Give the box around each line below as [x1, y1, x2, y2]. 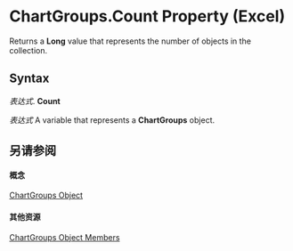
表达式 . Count [9, 95, 61, 106]
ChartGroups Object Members [9, 231, 120, 242]
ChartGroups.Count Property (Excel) [9, 6, 286, 27]
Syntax [9, 71, 50, 86]
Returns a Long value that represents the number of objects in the [9, 36, 252, 46]
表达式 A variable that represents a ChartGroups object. [9, 114, 216, 125]
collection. [9, 45, 48, 55]
